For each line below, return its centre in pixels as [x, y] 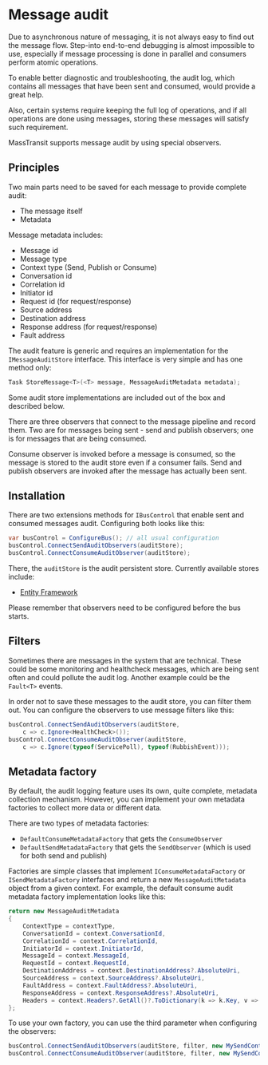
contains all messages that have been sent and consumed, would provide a [132, 86]
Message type [43, 259]
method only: [30, 367]
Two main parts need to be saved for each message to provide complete [128, 187]
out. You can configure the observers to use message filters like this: [121, 710]
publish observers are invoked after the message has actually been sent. [128, 471]
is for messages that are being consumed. [77, 438]
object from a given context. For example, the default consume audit [121, 889]
